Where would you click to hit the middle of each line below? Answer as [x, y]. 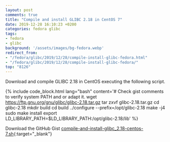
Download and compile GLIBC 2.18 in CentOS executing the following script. [85, 82]
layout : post [19, 10]
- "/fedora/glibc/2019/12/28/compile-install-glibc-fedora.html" [76, 57]
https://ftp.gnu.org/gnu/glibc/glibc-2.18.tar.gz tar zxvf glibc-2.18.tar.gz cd [82, 102]
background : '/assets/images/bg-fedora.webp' [55, 48]
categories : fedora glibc [33, 29]
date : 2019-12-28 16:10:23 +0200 [41, 24]
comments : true [22, 15]
